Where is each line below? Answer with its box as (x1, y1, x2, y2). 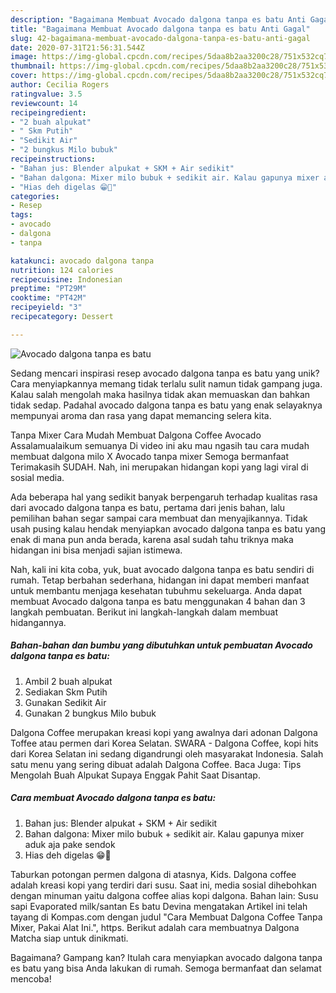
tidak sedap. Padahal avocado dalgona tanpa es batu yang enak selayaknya (10, 399, 323, 411)
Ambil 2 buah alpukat (24, 675, 113, 687)
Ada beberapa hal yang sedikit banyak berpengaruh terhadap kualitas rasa (10, 491, 318, 503)
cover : (10, 71, 38, 81)
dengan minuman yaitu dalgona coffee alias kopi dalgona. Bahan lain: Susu (10, 889, 319, 901)
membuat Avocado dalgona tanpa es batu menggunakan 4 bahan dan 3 (10, 595, 306, 607)
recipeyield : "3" (10, 302, 83, 313)
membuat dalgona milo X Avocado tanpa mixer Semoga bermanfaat (10, 450, 289, 462)
